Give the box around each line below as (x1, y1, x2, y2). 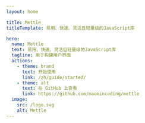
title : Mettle (6, 19, 42, 26)
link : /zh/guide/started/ (21, 74, 86, 80)
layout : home (6, 8, 39, 15)
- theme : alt (17, 80, 49, 86)
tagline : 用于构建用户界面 (11, 52, 71, 58)
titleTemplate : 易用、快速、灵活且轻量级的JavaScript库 (6, 25, 135, 31)
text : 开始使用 (21, 69, 56, 75)
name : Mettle (11, 41, 44, 48)
